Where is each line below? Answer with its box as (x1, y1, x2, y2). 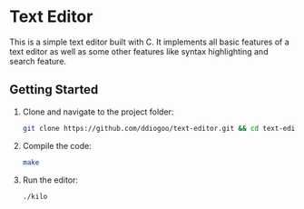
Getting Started (9, 82, 99, 97)
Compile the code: (22, 140, 93, 151)
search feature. (9, 55, 66, 66)
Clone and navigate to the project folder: (22, 106, 174, 117)
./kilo (22, 192, 48, 201)
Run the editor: (22, 174, 79, 185)
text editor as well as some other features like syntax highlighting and (9, 45, 269, 56)
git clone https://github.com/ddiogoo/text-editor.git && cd (22, 124, 260, 133)
